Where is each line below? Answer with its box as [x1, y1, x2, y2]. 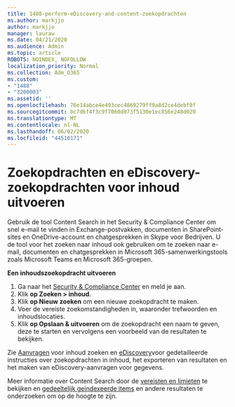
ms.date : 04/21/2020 [7, 37, 68, 44]
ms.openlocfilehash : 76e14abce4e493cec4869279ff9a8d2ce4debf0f [7, 102, 196, 109]
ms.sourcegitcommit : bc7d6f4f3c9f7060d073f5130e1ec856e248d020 [7, 108, 196, 115]
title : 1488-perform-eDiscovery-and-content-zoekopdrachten [7, 10, 187, 18]
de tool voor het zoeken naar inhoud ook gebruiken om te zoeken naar [7, 240, 210, 249]
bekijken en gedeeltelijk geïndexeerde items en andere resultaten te [7, 385, 203, 393]
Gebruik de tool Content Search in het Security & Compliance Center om [7, 218, 216, 226]
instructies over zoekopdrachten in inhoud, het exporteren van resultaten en [7, 356, 227, 364]
